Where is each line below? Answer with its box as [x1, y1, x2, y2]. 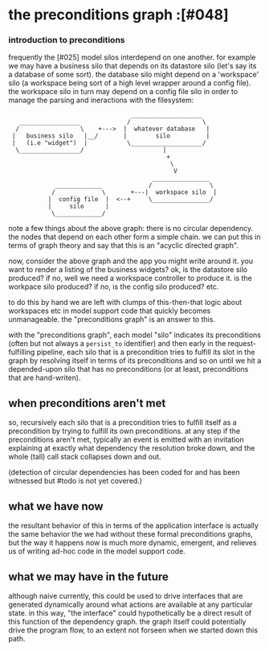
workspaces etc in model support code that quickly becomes [8, 306, 211, 315]
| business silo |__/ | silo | [11, 132, 210, 140]
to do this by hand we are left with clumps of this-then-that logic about [8, 298, 243, 307]
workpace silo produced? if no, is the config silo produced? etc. [8, 282, 219, 291]
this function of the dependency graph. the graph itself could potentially [8, 616, 247, 626]
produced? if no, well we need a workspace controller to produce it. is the [8, 274, 253, 283]
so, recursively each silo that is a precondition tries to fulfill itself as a [8, 418, 237, 427]
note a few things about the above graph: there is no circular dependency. [8, 224, 254, 233]
